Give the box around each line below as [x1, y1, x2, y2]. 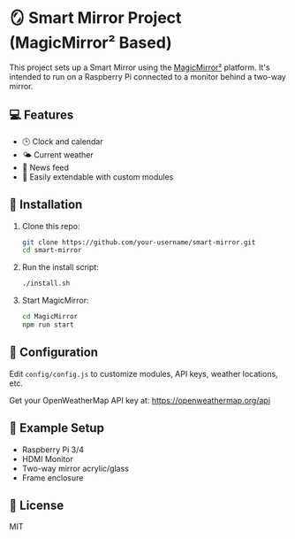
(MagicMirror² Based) [9, 33, 172, 53]
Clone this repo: [21, 220, 80, 231]
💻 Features [9, 108, 74, 123]
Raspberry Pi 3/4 [21, 444, 85, 455]
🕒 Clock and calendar [21, 135, 103, 147]
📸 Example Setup [9, 420, 104, 435]
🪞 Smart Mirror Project [9, 8, 182, 28]
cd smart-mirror [21, 246, 82, 255]
